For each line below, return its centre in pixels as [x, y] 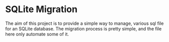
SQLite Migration [41, 9]
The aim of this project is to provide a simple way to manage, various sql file [85, 23]
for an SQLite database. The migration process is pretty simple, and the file [83, 28]
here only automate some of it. [37, 34]
